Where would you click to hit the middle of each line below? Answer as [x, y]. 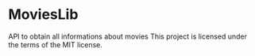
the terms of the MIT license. [56, 44]
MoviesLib [43, 15]
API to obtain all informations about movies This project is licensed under [128, 36]
